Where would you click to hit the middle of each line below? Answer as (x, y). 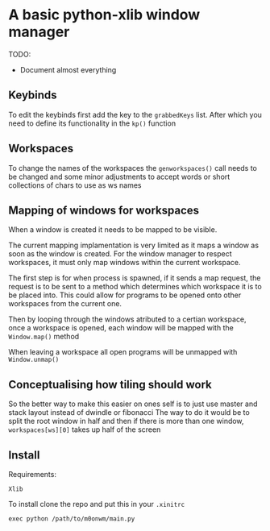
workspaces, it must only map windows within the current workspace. (125, 263)
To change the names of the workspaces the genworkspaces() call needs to (133, 168)
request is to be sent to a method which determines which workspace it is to (135, 287)
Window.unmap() (34, 360)
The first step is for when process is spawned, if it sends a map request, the (135, 278)
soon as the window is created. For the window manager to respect (120, 254)
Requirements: (32, 474)
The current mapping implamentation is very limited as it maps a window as (134, 245)
